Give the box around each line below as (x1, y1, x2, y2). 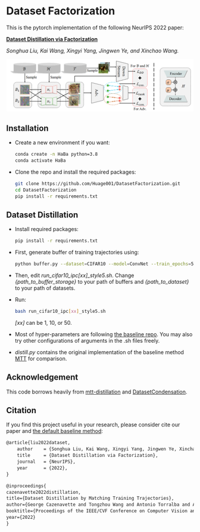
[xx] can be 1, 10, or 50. (14, 319, 73, 326)
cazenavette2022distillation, (6, 489, 82, 495)
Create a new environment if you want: (14, 139, 110, 146)
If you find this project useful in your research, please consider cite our (6, 421, 180, 428)
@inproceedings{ (6, 482, 46, 489)
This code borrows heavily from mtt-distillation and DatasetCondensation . (6, 388, 187, 395)
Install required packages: (14, 226, 79, 233)
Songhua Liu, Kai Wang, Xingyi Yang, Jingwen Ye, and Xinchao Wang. (6, 47, 179, 54)
